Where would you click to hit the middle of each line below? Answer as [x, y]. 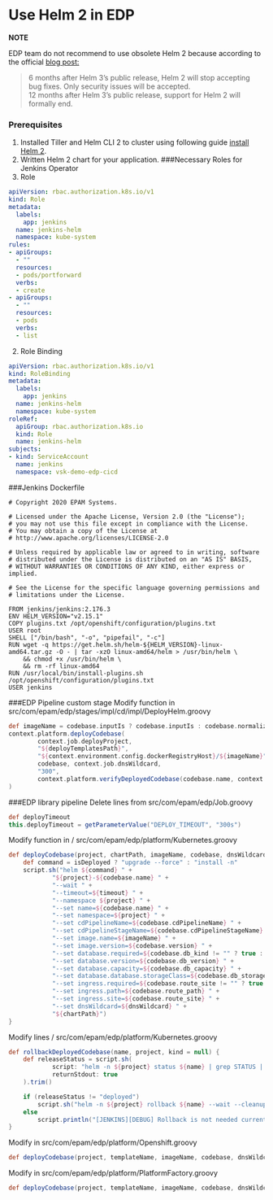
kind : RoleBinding [39, 373]
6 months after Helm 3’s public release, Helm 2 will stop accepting [139, 77]
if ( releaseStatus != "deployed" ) [81, 1097]
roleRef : [23, 419]
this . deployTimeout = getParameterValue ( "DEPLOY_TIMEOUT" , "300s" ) [125, 825]
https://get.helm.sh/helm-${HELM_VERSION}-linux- [137, 644]
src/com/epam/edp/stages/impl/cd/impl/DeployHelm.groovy [110, 711]
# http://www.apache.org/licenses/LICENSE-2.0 [89, 538]
